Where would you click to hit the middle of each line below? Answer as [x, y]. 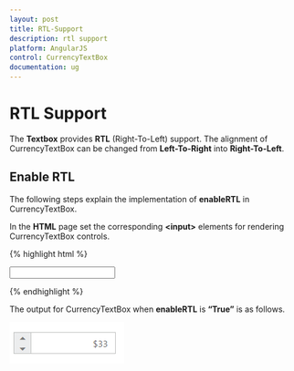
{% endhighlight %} [47, 291]
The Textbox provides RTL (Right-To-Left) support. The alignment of [139, 139]
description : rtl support [58, 38]
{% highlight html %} [49, 253]
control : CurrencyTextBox [58, 58]
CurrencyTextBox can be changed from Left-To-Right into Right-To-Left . [147, 148]
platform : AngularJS [49, 48]
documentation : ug [44, 67]
